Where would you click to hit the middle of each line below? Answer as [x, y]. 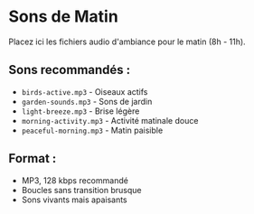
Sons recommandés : [70, 70]
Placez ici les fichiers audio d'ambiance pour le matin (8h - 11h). [127, 42]
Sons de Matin [63, 17]
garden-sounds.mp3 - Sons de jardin [87, 101]
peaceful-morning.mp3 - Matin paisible [92, 130]
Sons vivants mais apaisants [74, 200]
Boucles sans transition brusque [81, 190]
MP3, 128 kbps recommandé [75, 180]
